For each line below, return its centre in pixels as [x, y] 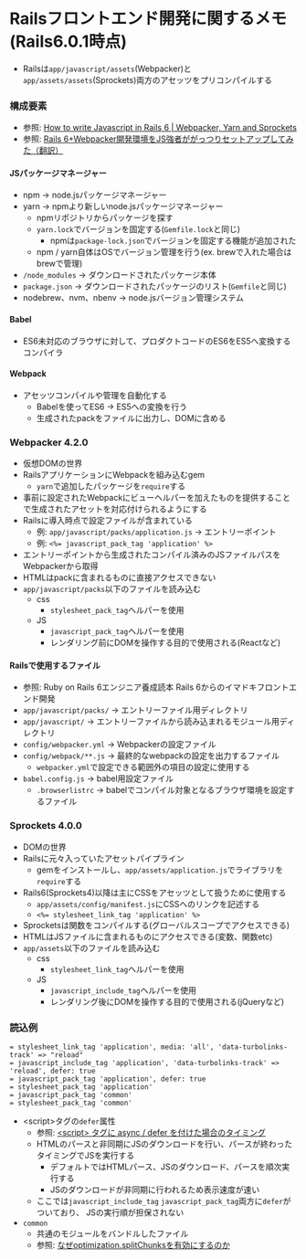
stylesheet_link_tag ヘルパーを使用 [117, 968]
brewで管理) [59, 264]
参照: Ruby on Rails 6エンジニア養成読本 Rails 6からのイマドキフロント [156, 687]
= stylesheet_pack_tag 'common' [71, 1103]
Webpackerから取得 [60, 566]
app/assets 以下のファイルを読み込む [91, 947]
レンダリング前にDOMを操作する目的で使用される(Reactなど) [165, 643]
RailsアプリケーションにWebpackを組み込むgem [114, 475]
